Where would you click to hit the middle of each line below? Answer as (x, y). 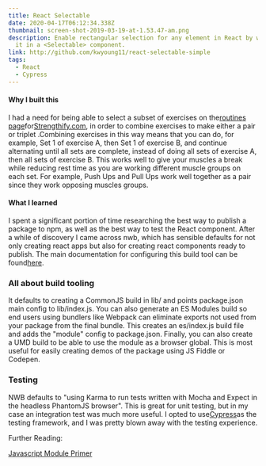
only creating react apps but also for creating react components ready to (127, 246)
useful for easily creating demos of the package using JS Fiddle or (117, 351)
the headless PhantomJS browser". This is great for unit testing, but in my (128, 406)
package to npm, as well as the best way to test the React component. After (132, 229)
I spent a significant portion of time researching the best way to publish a (127, 221)
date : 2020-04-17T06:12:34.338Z (61, 23)
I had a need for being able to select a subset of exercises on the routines (127, 117)
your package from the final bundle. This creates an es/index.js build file (126, 326)
